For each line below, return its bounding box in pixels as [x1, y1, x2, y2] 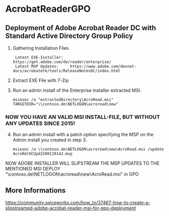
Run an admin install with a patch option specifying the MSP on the [12, 132, 154, 138]
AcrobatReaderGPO [5, 3, 91, 15]
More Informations [5, 186, 66, 195]
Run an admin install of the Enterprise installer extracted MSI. [12, 88, 141, 93]
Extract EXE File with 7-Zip [12, 77, 69, 83]
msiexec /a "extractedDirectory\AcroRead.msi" [12, 97, 114, 102]
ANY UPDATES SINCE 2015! [5, 120, 76, 127]
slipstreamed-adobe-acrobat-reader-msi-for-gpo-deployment [5, 205, 136, 211]
